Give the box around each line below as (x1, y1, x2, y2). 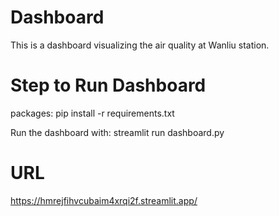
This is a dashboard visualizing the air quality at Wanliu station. (10, 39, 270, 51)
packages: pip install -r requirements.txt (10, 107, 175, 119)
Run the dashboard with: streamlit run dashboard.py (10, 126, 225, 138)
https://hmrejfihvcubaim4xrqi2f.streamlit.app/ (10, 194, 198, 206)
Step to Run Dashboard (10, 74, 207, 97)
